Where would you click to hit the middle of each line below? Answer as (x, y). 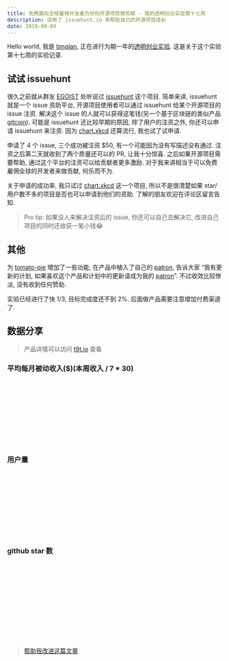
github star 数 (30, 551)
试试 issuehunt (39, 78)
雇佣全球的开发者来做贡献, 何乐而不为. (61, 171)
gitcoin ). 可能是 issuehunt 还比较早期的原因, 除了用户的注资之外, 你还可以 (110, 122)
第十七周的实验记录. (35, 55)
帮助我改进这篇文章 (51, 651)
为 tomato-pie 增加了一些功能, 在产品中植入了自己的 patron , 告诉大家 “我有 (112, 267)
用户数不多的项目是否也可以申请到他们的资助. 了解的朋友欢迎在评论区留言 (110, 194)
